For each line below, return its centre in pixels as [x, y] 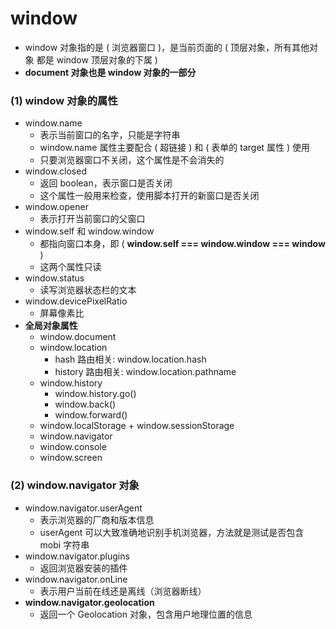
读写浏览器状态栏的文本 [88, 290]
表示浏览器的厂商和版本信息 [97, 519]
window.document [78, 337]
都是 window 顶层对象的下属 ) [97, 59]
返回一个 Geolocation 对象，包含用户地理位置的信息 [146, 614]
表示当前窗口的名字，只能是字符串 [110, 135]
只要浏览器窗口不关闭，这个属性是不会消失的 [132, 160]
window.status [54, 278]
